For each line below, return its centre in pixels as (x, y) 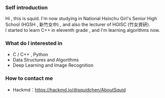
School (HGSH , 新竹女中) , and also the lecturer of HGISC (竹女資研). (78, 25)
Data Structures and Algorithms (46, 60)
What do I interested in (34, 43)
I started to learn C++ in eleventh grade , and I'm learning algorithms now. (83, 30)
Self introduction (26, 8)
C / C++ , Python (30, 54)
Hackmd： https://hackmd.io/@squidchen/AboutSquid (69, 89)
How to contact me (29, 78)
